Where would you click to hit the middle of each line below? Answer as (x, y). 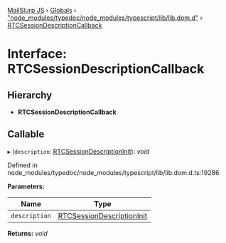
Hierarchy (30, 95)
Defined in (22, 165)
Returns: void (28, 233)
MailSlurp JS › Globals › (42, 10)
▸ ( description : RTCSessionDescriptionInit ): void (79, 151)
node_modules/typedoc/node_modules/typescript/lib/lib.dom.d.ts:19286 (113, 172)
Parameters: (26, 186)
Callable (26, 134)
